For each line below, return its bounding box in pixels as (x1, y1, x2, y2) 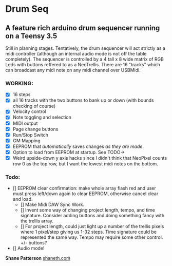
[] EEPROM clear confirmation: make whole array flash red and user (12, 185, 157, 192)
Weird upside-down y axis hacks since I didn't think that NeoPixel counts (12, 155, 167, 161)
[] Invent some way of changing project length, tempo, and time (20, 207, 156, 213)
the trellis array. (20, 218, 54, 224)
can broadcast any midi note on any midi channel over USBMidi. (5, 67, 141, 73)
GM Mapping (12, 137, 41, 144)
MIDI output (12, 120, 38, 126)
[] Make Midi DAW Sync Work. (20, 201, 85, 208)
